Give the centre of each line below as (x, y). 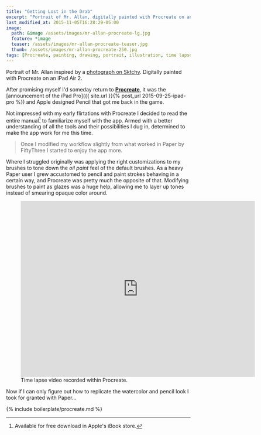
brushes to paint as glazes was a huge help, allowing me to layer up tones (95, 187)
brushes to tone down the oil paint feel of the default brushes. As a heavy (95, 168)
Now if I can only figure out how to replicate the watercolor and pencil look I (97, 392)
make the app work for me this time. (49, 133)
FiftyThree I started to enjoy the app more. (71, 151)
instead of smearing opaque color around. (57, 193)
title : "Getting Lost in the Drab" (49, 11)
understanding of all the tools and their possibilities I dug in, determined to (96, 127)
